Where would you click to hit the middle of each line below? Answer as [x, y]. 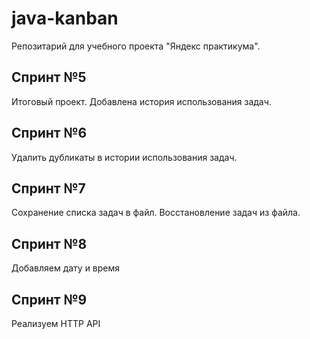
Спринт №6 [49, 133]
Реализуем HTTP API [56, 323]
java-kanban [65, 18]
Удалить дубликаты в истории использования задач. [124, 157]
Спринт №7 [48, 188]
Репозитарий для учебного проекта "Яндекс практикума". [136, 46]
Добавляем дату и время [66, 268]
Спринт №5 [49, 77]
